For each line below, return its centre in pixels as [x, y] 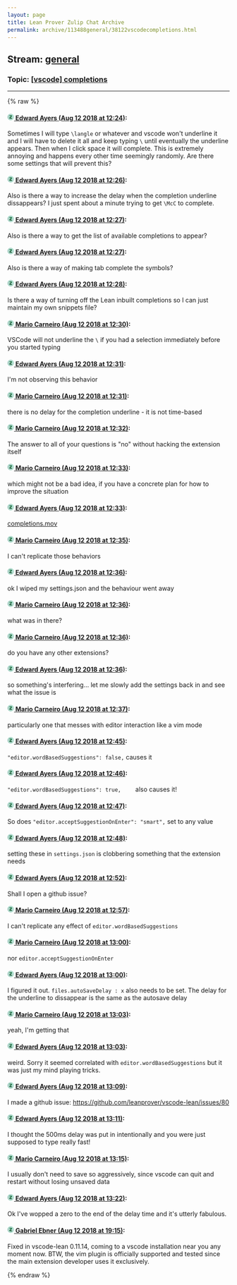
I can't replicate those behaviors [54, 556]
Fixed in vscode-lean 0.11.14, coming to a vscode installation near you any [114, 1246]
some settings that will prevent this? [60, 164]
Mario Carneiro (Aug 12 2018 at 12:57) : [73, 911]
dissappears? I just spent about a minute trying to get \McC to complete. [111, 203]
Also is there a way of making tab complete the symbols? [90, 267]
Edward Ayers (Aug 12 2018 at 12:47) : [71, 806]
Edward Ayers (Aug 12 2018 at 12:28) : [71, 284]
